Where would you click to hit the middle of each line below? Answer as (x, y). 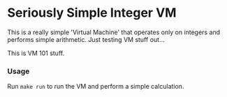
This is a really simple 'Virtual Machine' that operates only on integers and (114, 32)
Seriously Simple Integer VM (92, 13)
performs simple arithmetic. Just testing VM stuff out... (86, 39)
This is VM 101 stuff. (36, 53)
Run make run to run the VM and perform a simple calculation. (96, 87)
